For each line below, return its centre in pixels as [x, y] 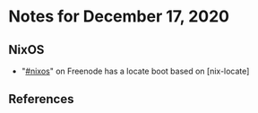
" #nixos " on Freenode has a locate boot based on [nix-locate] [135, 71]
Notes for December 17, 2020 [119, 17]
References [41, 99]
